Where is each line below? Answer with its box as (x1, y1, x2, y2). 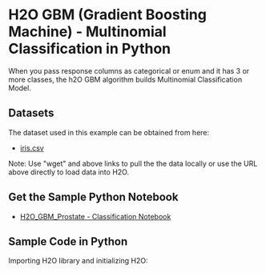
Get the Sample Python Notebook (8, 191, 179, 204)
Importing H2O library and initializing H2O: (8, 256, 148, 266)
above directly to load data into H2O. (8, 167, 130, 177)
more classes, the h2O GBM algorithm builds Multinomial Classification (8, 74, 243, 84)
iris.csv (19, 143, 44, 153)
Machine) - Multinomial (8, 22, 167, 41)
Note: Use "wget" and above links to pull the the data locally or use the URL (8, 159, 258, 168)
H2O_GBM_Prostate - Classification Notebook (19, 211, 171, 221)
